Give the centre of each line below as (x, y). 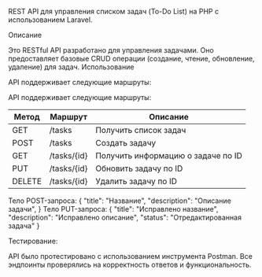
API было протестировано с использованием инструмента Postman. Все (131, 256)
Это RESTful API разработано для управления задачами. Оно (111, 50)
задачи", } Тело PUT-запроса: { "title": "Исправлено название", (113, 209)
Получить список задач (141, 130)
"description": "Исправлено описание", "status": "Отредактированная (125, 217)
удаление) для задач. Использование (71, 67)
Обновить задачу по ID (139, 168)
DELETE (27, 181)
